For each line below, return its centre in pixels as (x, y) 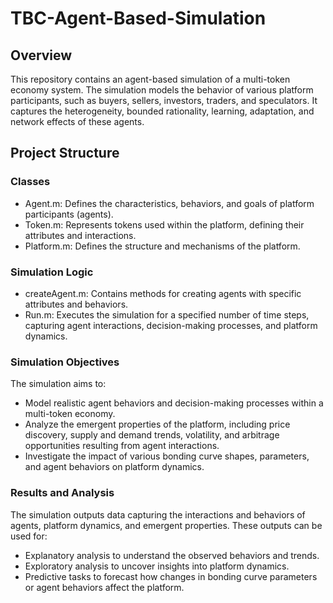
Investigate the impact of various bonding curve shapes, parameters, (167, 456)
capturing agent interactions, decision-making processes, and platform (171, 325)
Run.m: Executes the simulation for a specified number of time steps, (167, 314)
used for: (29, 536)
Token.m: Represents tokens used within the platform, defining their (164, 224)
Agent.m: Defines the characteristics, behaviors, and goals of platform (169, 203)
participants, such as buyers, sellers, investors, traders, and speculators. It (164, 100)
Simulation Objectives (65, 362)
